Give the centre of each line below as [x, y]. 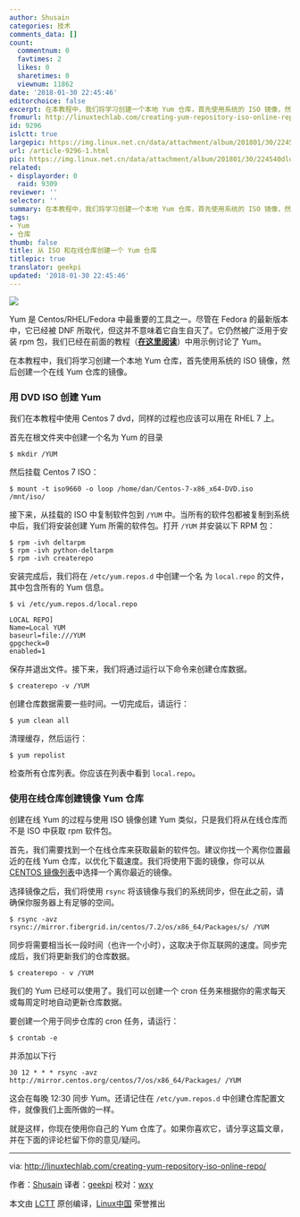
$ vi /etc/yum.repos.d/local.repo [74, 604]
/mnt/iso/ [28, 497]
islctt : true [33, 134]
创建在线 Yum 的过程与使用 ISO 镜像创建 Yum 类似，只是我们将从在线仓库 [145, 819]
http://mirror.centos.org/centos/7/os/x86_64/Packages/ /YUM [125, 1081]
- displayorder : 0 [43, 176]
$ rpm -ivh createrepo [51, 559]
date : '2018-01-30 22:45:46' [63, 92]
